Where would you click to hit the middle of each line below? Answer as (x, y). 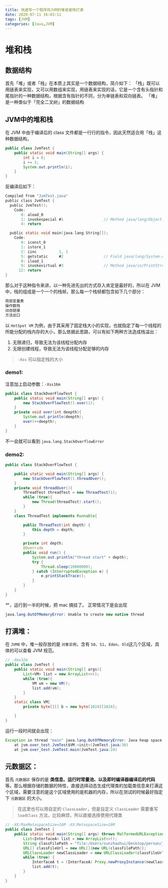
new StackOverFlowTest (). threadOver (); (65, 478)
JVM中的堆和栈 (29, 119)
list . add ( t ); (45, 867)
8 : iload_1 (32, 261)
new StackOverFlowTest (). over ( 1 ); (59, 403)
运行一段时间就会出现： (29, 730)
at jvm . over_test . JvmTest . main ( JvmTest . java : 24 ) (66, 749)
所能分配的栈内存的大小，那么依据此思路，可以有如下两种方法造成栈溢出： (82, 331)
